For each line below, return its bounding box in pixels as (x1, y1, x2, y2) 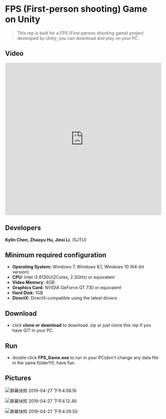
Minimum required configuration (5, 251, 107, 259)
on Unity (5, 14, 41, 25)
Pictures (5, 374, 31, 382)
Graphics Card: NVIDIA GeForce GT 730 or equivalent (12, 285, 121, 291)
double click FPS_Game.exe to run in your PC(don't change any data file (12, 355, 159, 360)
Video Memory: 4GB (12, 279, 55, 285)
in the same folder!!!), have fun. (12, 360, 76, 366)
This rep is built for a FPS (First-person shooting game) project (17, 30, 144, 36)
